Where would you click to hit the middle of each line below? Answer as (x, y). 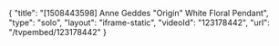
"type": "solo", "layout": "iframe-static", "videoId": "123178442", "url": (139, 23)
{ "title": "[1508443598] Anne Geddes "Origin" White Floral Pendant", (139, 13)
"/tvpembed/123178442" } (57, 32)
